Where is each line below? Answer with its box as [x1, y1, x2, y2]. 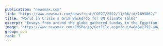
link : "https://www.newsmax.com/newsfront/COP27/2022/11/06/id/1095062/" [5, 11, 158, 16]
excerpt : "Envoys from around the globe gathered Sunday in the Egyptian [5, 20, 158, 25]
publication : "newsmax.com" [5, 7, 62, 12]
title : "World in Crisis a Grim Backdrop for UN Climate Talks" [5, 16, 138, 21]
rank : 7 [5, 34, 21, 39]
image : [5, 25, 18, 30]
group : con [5, 29, 27, 34]
